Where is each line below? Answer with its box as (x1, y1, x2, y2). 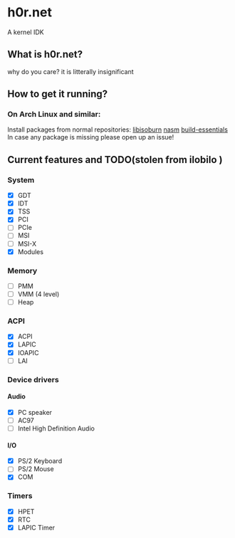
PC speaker (17, 408, 52, 416)
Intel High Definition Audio (17, 424, 95, 433)
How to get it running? (7, 88, 108, 100)
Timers (7, 491, 33, 501)
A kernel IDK (7, 28, 44, 36)
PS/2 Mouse (17, 465, 55, 473)
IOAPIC (17, 348, 39, 357)
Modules (17, 247, 44, 256)
